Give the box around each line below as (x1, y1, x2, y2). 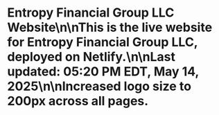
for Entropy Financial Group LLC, (7, 35, 198, 50)
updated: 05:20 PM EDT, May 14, (7, 64, 200, 80)
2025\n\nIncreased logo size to (7, 78, 192, 94)
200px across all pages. (7, 94, 149, 109)
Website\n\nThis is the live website (7, 19, 213, 35)
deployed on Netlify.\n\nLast (7, 49, 175, 65)
